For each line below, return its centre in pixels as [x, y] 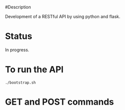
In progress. [17, 50]
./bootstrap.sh [21, 83]
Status [19, 36]
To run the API [34, 70]
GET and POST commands [60, 102]
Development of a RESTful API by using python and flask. [63, 16]
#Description [18, 7]
